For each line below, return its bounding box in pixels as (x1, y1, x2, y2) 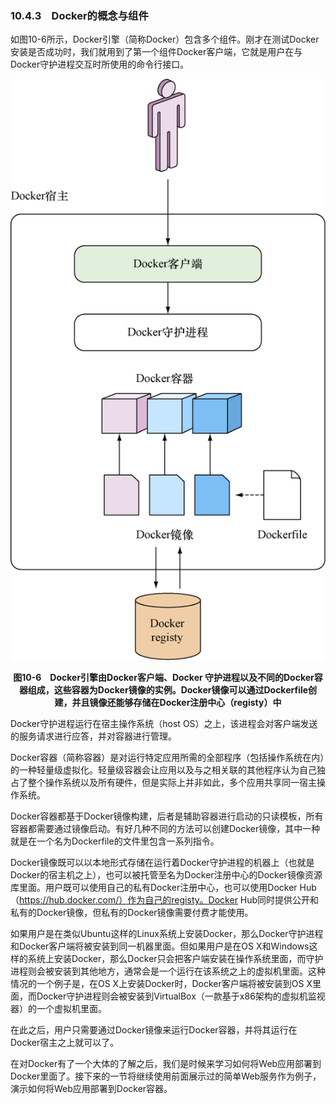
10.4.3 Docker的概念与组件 (10, 8, 149, 22)
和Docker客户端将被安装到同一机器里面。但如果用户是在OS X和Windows (10, 940, 310, 952)
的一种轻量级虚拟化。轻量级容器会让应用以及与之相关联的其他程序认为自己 (10, 764, 317, 776)
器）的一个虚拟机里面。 (10, 1003, 107, 1015)
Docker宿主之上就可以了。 (10, 1037, 120, 1049)
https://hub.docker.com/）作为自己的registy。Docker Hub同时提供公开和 (19, 894, 320, 906)
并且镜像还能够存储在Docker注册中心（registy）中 (71, 697, 282, 709)
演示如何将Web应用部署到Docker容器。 (10, 1083, 173, 1095)
